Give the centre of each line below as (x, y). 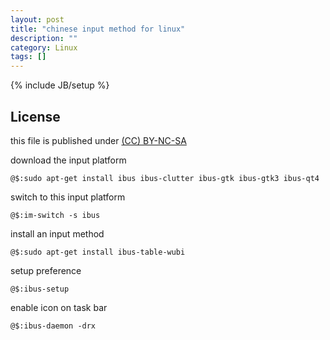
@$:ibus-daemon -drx (53, 326)
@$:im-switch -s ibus (55, 215)
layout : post (37, 19)
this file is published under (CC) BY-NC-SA (98, 140)
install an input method (57, 233)
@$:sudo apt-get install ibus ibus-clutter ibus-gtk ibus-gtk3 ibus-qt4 (165, 178)
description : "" (44, 38)
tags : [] (28, 57)
